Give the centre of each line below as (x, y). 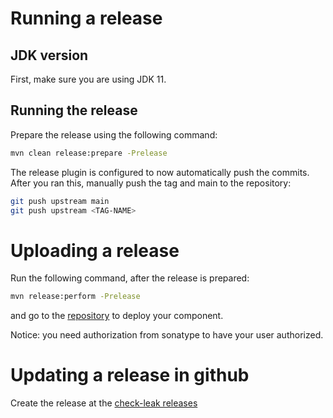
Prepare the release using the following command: (114, 134)
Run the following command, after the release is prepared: (130, 278)
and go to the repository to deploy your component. (117, 316)
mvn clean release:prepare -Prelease (89, 153)
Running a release (86, 18)
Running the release (74, 110)
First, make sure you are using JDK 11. (88, 79)
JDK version (49, 55)
